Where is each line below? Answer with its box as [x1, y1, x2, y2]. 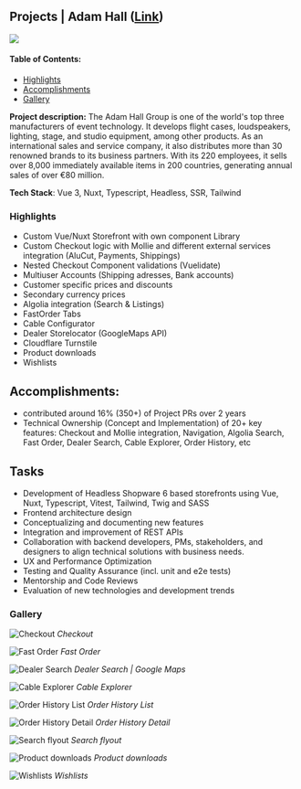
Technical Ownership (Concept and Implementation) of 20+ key [22, 418, 263, 429]
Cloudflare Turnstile [22, 337, 98, 348]
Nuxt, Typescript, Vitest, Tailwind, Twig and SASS [22, 497, 210, 508]
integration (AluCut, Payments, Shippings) [22, 251, 181, 261]
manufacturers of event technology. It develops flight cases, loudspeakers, [9, 121, 291, 133]
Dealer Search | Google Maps [74, 664, 186, 675]
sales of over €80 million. [9, 170, 105, 181]
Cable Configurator [22, 318, 96, 329]
